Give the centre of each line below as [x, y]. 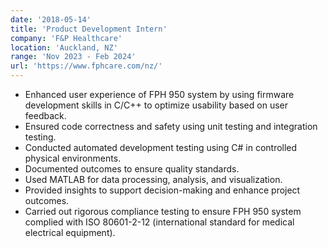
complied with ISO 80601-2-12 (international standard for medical [159, 222]
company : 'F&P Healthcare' [66, 38]
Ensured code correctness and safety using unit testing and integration [171, 126]
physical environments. [73, 158]
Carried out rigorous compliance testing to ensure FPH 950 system [163, 211]
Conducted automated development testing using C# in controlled [161, 147]
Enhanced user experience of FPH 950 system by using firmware [159, 94]
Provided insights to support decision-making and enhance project [162, 190]
